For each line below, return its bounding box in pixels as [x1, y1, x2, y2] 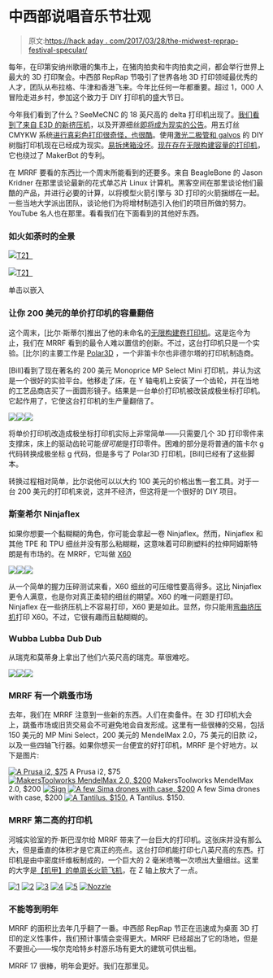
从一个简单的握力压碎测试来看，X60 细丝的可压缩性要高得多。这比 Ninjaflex [8, 581, 262, 591]
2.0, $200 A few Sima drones [8, 784, 261, 794]
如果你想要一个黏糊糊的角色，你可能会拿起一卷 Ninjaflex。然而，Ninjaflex [8, 528, 254, 538]
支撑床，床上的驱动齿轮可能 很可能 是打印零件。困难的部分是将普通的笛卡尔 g [8, 439, 264, 448]
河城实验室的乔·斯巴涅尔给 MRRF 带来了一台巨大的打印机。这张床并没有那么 [8, 835, 262, 845]
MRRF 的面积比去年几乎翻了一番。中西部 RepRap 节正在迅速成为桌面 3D [8, 923, 250, 933]
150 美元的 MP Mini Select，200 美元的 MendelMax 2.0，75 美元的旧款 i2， [8, 730, 262, 740]
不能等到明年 [8, 903, 59, 915]
